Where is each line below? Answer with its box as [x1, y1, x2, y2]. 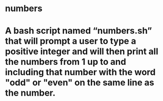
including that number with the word [5, 67, 156, 78]
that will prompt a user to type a [5, 36, 137, 47]
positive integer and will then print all [5, 46, 159, 57]
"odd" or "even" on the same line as [5, 77, 155, 88]
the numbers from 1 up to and [5, 57, 126, 67]
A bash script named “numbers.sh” [5, 25, 152, 37]
